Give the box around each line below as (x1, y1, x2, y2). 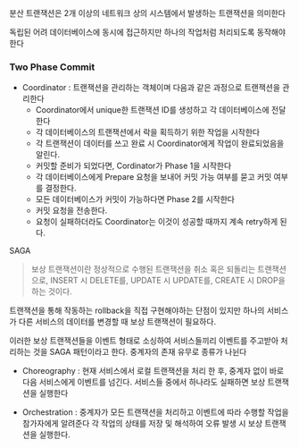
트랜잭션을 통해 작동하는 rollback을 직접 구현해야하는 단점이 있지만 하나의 (9, 305, 265, 316)
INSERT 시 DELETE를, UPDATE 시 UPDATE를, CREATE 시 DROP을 (50, 275, 286, 286)
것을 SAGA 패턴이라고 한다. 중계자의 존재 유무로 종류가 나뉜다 (32, 347, 247, 358)
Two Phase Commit (9, 61, 96, 73)
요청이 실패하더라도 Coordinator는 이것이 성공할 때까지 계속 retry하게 (35, 216, 278, 227)
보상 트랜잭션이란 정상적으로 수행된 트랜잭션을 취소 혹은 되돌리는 (30, 264, 256, 275)
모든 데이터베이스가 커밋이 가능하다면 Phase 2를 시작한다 (35, 194, 235, 205)
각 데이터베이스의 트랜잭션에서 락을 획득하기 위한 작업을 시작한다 (35, 127, 261, 138)
